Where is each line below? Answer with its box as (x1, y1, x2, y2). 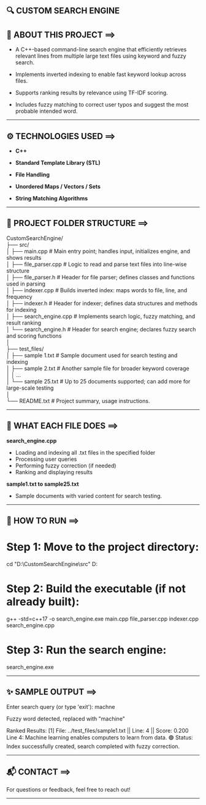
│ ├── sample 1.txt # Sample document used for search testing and (6, 352, 178, 359)
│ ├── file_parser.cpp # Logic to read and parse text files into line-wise (6, 260, 187, 268)
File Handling (15, 171, 50, 178)
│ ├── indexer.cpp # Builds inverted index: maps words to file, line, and (6, 286, 188, 293)
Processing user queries (15, 455, 77, 463)
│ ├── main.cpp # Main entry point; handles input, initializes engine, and (6, 248, 191, 255)
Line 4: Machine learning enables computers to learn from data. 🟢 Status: (6, 733, 193, 741)
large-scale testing (6, 384, 54, 391)
